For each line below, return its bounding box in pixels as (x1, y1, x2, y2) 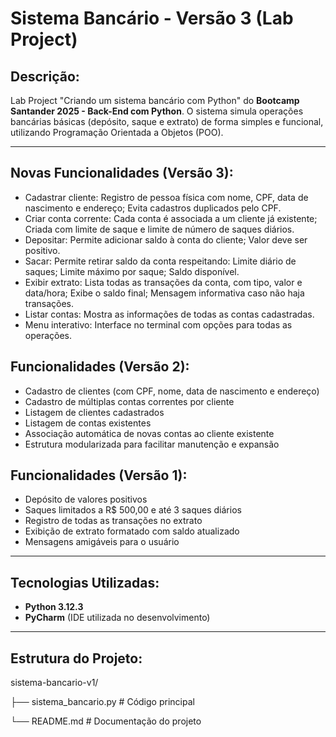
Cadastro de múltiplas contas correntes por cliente (24, 395, 235, 407)
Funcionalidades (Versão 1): (10, 467, 188, 484)
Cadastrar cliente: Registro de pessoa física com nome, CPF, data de (24, 191, 309, 203)
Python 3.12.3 (24, 601, 84, 613)
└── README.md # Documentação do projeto (10, 715, 202, 727)
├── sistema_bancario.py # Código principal (10, 696, 195, 708)
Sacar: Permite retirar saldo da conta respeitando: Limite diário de (24, 255, 297, 267)
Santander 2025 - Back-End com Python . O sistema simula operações (10, 105, 304, 117)
